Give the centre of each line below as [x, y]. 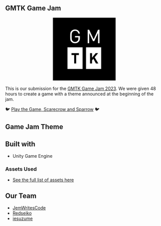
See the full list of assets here [43, 180]
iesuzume [23, 218]
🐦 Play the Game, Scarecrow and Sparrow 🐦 [52, 109]
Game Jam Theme [34, 127]
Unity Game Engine [32, 156]
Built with [20, 144]
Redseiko [22, 213]
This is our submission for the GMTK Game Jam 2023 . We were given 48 [81, 88]
